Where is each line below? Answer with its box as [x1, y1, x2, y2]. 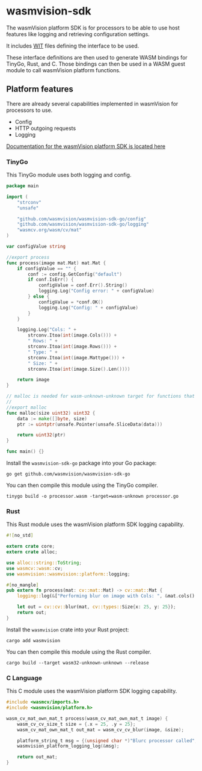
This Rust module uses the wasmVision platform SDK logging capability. [6, 521, 185, 528]
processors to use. [6, 107, 53, 114]
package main [6, 183, 39, 189]
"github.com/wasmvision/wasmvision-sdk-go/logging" [17, 221, 149, 228]
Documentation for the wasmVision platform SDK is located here [6, 143, 166, 150]
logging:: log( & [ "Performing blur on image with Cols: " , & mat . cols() [17, 593, 195, 599]
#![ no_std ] [6, 533, 34, 539]
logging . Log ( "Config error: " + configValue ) [38, 288, 155, 294]
